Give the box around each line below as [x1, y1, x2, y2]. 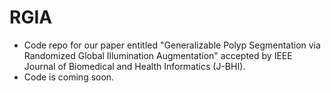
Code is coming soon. [23, 71, 115, 83]
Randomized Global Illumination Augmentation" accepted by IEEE [23, 49, 293, 61]
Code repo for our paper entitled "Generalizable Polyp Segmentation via [23, 39, 321, 51]
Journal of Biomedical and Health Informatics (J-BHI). [23, 60, 246, 72]
